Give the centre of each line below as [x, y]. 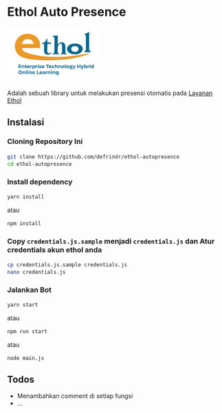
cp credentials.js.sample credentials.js [67, 265]
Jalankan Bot [30, 290]
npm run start [27, 331]
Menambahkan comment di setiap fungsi [75, 396]
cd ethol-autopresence [40, 164]
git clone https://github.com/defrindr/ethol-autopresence [93, 157]
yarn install [26, 197]
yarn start [23, 305]
